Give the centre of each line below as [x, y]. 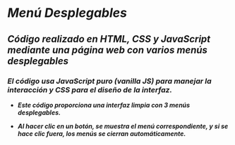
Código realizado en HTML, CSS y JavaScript [109, 39]
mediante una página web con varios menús [108, 50]
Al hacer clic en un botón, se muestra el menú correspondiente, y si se [123, 126]
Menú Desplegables [67, 13]
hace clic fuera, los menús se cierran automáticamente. [102, 133]
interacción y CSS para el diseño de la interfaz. [90, 89]
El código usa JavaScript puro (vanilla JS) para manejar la [109, 81]
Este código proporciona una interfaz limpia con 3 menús [104, 105]
